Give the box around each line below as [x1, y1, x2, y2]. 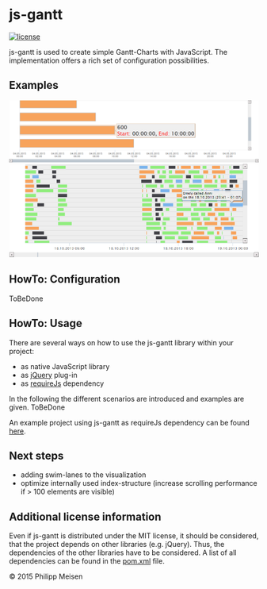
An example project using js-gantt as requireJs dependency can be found [9, 418, 250, 427]
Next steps [9, 448, 64, 462]
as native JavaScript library [20, 361, 110, 371]
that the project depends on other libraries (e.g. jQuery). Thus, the [9, 540, 225, 549]
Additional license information [9, 510, 162, 523]
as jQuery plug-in [20, 370, 78, 379]
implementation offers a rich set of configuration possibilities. [9, 56, 209, 65]
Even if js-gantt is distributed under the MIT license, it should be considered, [9, 531, 259, 541]
